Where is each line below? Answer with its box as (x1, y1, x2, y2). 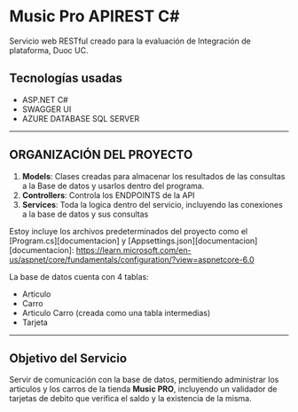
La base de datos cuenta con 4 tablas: (9, 271, 149, 281)
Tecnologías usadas (9, 71, 122, 86)
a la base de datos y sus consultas (21, 209, 149, 219)
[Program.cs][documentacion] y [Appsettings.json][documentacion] (9, 235, 258, 246)
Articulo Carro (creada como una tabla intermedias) (21, 307, 211, 318)
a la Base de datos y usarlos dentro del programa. (21, 180, 205, 191)
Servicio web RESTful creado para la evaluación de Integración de (9, 36, 251, 46)
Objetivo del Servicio (9, 351, 127, 366)
